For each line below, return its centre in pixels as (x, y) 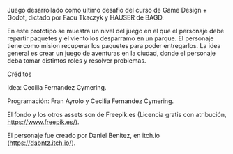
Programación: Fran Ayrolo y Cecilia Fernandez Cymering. (91, 101)
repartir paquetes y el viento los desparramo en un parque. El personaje (111, 38)
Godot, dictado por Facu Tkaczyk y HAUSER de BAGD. (85, 17)
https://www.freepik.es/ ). (43, 122)
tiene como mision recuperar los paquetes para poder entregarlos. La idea (114, 46)
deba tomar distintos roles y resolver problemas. (77, 61)
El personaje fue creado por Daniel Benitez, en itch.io (84, 136)
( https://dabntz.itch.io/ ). (42, 143)
